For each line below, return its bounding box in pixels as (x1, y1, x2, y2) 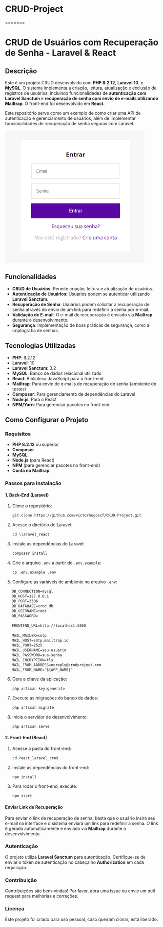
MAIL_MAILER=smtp (11, 633, 47, 638)
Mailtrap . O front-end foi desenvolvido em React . (5, 101, 105, 106)
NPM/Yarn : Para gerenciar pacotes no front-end (12, 401, 110, 408)
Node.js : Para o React (12, 396, 57, 402)
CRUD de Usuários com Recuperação (5, 37, 159, 48)
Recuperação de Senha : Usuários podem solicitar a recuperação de (12, 301, 150, 307)
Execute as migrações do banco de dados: (12, 695, 99, 701)
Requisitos (5, 430, 31, 437)
